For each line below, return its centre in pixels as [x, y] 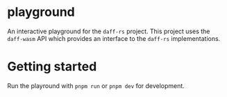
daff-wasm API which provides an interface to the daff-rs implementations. [114, 38]
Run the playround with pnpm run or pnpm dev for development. [96, 86]
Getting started [52, 67]
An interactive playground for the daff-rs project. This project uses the [109, 31]
